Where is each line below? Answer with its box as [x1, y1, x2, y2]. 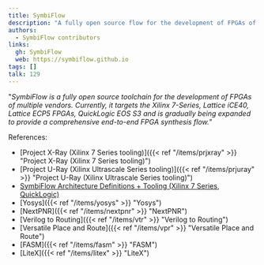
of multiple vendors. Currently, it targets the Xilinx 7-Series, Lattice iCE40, [8, 100, 250, 110]
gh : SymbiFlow [15, 48, 62, 56]
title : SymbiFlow [8, 11, 66, 20]
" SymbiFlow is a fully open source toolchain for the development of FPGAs [8, 91, 252, 101]
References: [8, 132, 47, 142]
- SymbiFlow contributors [15, 33, 101, 42]
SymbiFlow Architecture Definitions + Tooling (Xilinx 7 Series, [19, 181, 220, 190]
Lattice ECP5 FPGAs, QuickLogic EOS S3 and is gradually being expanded [8, 108, 251, 118]
